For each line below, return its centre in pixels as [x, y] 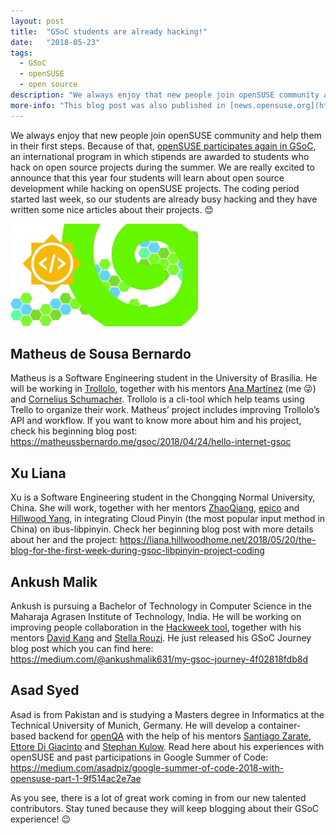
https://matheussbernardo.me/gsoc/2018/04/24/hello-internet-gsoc [151, 442]
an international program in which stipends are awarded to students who [160, 156]
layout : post [37, 21]
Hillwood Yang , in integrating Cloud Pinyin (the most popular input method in [168, 519]
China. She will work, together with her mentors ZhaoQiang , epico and [155, 508]
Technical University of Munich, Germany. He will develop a [133, 725]
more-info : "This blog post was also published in [118, 105]
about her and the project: [64, 540]
